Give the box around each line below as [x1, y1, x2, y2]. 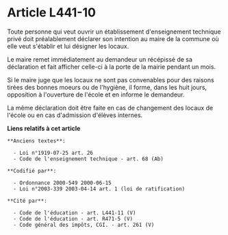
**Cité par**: [7, 197, 48, 204]
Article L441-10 [7, 5, 96, 21]
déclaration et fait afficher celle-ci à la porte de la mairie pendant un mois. [7, 62, 216, 71]
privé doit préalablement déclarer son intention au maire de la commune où [7, 34, 219, 42]
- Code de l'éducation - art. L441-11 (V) [13, 209, 136, 217]
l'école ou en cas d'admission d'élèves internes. [7, 111, 143, 119]
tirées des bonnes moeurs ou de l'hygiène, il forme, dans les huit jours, [7, 83, 207, 91]
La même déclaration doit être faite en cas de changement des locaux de [7, 103, 214, 112]
